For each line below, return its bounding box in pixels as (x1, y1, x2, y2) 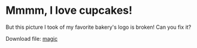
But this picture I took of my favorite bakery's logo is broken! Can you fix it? (5, 23, 192, 31)
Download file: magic (5, 35, 58, 42)
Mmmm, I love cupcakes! (5, 4, 133, 17)
